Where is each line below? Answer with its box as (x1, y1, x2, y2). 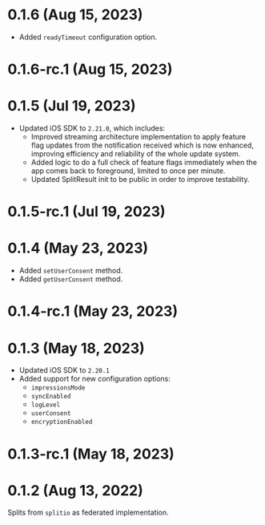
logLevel (30, 401, 61, 410)
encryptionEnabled (30, 418, 93, 426)
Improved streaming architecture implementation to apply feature (30, 132, 246, 142)
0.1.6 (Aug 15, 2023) (7, 6, 143, 24)
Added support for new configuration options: (18, 374, 171, 384)
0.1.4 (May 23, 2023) (7, 239, 149, 257)
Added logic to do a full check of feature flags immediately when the (30, 158, 258, 168)
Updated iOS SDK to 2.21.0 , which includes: (18, 123, 166, 133)
